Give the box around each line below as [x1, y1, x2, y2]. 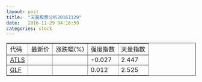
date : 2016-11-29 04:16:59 [6, 20, 79, 26]
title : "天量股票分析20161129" [6, 14, 82, 20]
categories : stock [6, 25, 52, 32]
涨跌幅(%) [55, 45, 85, 54]
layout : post [6, 8, 39, 15]
